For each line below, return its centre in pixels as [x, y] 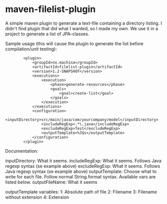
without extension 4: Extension [37, 197]
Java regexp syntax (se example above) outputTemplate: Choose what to [81, 171]
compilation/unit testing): [31, 49]
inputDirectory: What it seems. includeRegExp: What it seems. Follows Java [83, 161]
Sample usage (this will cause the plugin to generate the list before [74, 43]
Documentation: [22, 151]
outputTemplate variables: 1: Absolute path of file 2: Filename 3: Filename [81, 191]
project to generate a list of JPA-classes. [47, 34]
